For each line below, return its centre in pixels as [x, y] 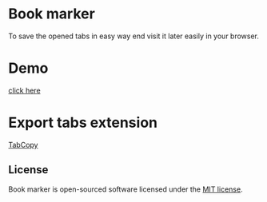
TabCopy [23, 145]
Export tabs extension [83, 123]
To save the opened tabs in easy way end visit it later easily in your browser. [134, 36]
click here [25, 90]
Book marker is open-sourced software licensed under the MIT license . [126, 189]
